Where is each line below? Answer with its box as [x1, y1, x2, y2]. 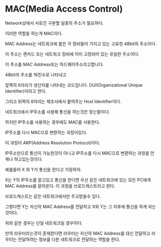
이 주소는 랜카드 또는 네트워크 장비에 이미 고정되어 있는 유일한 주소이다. [5, 51, 140, 57]
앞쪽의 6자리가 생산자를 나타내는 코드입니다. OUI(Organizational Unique [5, 82, 143, 88]
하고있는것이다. [14, 156, 43, 162]
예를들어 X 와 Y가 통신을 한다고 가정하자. [5, 166, 82, 172]
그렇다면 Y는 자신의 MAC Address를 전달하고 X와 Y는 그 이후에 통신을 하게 [5, 203, 147, 210]
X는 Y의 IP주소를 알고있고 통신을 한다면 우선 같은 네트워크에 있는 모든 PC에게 [5, 176, 151, 183]
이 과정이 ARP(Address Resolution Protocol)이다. [5, 140, 100, 145]
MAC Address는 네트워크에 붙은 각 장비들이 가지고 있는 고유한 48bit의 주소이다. [5, 40, 157, 47]
